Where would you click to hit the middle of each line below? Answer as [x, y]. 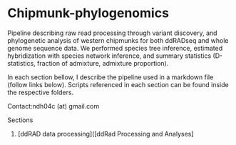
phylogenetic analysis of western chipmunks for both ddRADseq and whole [118, 40]
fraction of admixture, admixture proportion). [103, 63]
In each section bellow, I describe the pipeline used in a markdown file [111, 77]
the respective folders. [40, 92]
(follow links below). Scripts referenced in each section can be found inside [118, 84]
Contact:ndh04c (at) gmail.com [53, 106]
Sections [20, 120]
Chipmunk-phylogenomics [88, 13]
